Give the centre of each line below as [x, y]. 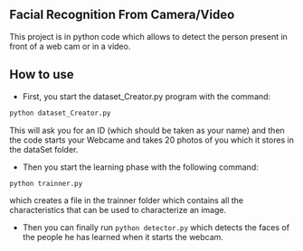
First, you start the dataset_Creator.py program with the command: [147, 96]
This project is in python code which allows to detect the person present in [148, 36]
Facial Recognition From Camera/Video [122, 15]
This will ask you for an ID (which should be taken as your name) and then [147, 130]
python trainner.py [46, 183]
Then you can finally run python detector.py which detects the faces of [156, 228]
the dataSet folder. [44, 149]
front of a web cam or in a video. [70, 46]
